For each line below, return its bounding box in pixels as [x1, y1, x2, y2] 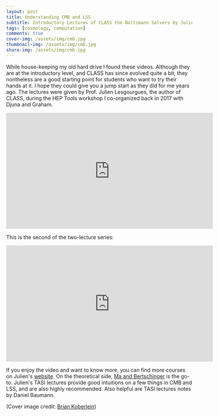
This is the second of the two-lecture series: [6, 234, 114, 241]
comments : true [6, 31, 44, 37]
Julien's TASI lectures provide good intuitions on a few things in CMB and [14, 379, 192, 386]
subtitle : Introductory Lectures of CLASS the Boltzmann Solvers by [6, 19, 178, 25]
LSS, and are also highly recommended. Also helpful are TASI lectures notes [6, 385, 191, 392]
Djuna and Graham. [6, 101, 53, 108]
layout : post [6, 8, 38, 15]
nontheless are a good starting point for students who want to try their [6, 76, 177, 83]
